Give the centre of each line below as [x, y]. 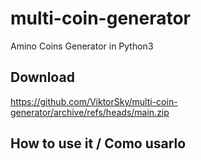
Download [42, 77]
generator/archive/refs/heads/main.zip [90, 112]
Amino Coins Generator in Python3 [82, 46]
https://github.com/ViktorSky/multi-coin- [94, 101]
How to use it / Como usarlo [98, 143]
